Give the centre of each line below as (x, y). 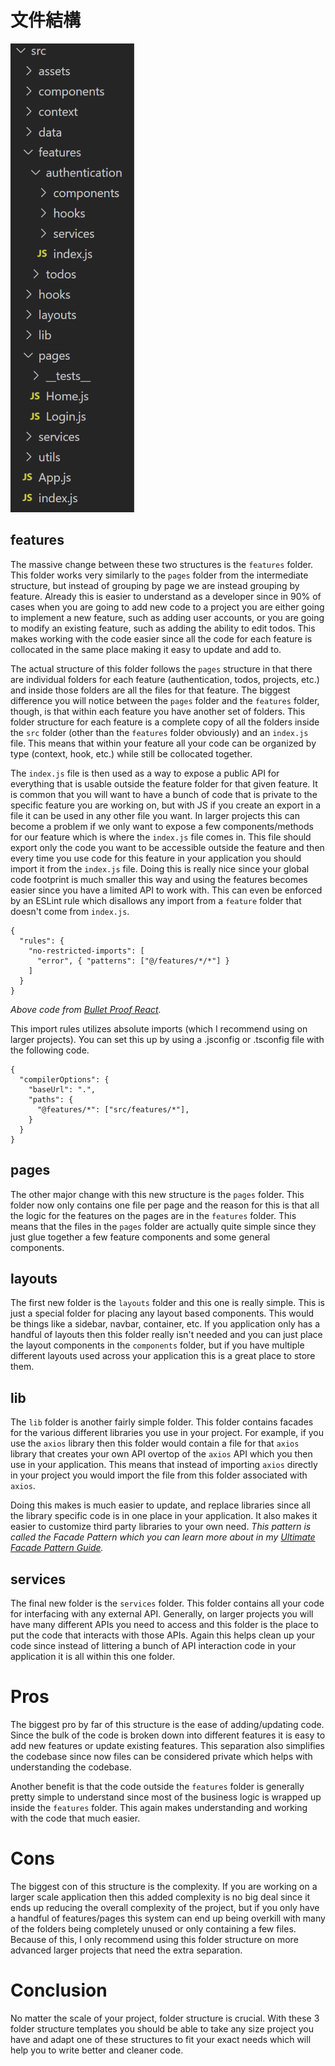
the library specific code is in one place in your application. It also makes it (164, 1516)
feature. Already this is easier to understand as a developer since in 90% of (166, 596)
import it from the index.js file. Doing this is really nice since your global (160, 868)
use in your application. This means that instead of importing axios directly (164, 1465)
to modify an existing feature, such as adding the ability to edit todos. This (163, 628)
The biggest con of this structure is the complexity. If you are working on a (164, 1886)
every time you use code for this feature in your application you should (156, 858)
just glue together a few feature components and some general (140, 1237)
